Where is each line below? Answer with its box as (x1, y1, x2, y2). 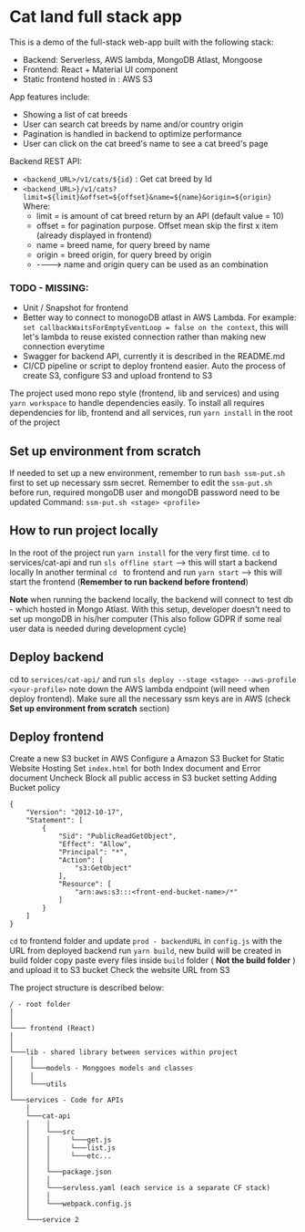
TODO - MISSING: (9, 281, 89, 294)
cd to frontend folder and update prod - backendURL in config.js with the (9, 936, 282, 947)
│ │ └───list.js (25, 1144, 117, 1153)
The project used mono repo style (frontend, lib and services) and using (9, 388, 280, 399)
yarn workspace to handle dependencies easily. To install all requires (9, 398, 265, 409)
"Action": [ (57, 855, 104, 865)
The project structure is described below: (9, 982, 165, 993)
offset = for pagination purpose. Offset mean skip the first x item (36, 220, 279, 231)
